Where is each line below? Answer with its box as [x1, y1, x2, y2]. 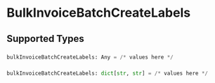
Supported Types [6, 33, 85, 45]
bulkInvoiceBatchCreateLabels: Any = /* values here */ [6, 54, 174, 61]
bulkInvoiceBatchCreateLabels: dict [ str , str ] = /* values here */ [6, 70, 209, 77]
